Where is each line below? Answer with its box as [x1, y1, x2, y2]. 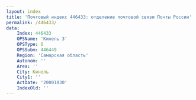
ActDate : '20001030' [17, 80, 68, 86]
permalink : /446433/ [6, 19, 57, 25]
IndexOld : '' [17, 85, 49, 91]
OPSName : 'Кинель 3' [17, 36, 68, 42]
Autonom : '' [17, 58, 46, 64]
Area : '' [17, 63, 38, 69]
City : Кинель [17, 69, 49, 75]
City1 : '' [17, 74, 41, 80]
